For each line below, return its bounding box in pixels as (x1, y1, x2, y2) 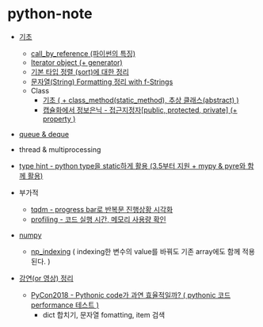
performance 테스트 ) (30, 300, 100, 310)
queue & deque (18, 129, 69, 139)
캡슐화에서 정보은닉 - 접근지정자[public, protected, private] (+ (42, 105, 238, 115)
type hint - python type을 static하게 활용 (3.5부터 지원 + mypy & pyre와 (18, 161, 246, 170)
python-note (7, 5, 93, 23)
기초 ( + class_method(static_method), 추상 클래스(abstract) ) (42, 95, 239, 105)
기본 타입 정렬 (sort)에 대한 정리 (30, 67, 130, 76)
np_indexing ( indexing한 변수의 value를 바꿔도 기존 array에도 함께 (30, 246, 241, 256)
